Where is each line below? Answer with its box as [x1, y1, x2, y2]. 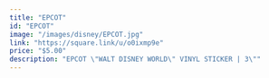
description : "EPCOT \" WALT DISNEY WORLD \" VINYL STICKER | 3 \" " [9, 55, 261, 64]
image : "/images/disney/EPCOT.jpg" [9, 30, 144, 39]
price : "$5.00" [9, 47, 67, 56]
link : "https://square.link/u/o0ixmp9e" [9, 38, 165, 48]
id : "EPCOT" [9, 22, 54, 30]
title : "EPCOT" [9, 13, 67, 22]
